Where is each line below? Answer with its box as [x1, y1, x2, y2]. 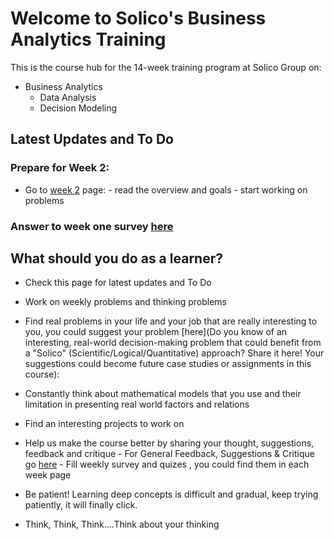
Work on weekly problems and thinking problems [24, 296, 228, 308]
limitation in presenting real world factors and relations [24, 398, 250, 411]
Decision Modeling [39, 102, 118, 114]
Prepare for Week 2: [10, 161, 110, 175]
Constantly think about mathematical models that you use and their [24, 388, 302, 400]
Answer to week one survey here [10, 219, 174, 233]
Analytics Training [10, 28, 167, 51]
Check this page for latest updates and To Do [24, 277, 212, 289]
